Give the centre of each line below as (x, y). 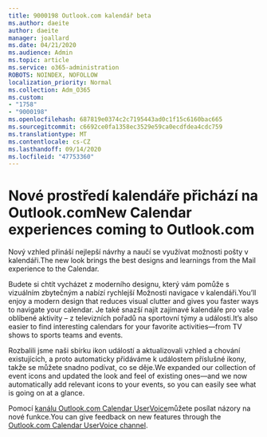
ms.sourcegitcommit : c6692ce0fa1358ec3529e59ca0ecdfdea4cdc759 (116, 127)
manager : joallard (39, 38)
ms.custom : (26, 97)
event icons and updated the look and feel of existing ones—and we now (128, 376)
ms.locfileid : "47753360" (51, 156)
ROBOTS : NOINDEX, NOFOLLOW (53, 75)
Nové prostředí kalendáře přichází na (133, 196)
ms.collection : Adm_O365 (49, 90)
